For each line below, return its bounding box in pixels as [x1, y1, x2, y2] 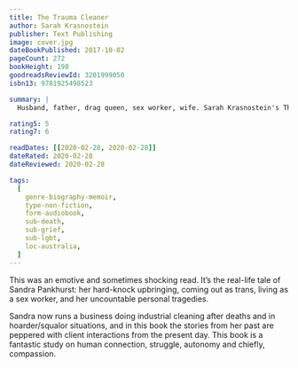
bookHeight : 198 [9, 63, 69, 72]
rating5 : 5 [9, 119, 50, 129]
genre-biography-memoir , [25, 192, 117, 201]
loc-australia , [25, 241, 82, 251]
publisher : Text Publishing [9, 29, 114, 38]
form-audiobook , [25, 209, 86, 218]
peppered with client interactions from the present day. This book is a [9, 329, 263, 340]
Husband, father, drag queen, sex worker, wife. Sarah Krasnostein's [17, 103, 279, 112]
